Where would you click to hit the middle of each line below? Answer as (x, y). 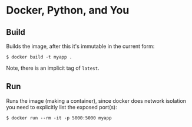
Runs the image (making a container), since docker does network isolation (96, 100)
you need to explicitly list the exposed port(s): (62, 107)
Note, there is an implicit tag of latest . (53, 68)
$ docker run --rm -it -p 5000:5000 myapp (59, 118)
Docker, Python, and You (68, 10)
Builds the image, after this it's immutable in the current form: (80, 46)
